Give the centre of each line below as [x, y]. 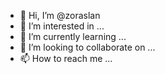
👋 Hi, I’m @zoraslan [60, 15]
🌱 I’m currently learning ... [73, 36]
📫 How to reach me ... [66, 58]
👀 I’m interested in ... [62, 26]
